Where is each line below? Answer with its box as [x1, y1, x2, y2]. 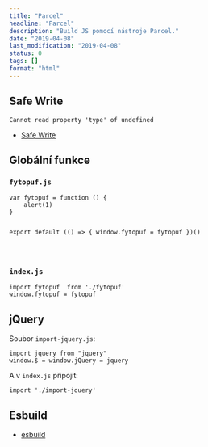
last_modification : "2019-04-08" [9, 42, 122, 50]
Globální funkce [9, 153, 91, 167]
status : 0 [9, 49, 43, 57]
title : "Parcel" [9, 11, 64, 20]
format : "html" [9, 65, 60, 73]
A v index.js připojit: [9, 371, 79, 381]
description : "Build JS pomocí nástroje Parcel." [9, 27, 180, 35]
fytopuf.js [9, 177, 52, 187]
